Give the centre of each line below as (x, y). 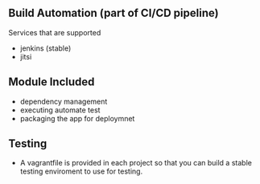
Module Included (52, 82)
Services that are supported (55, 32)
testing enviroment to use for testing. (81, 171)
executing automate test (60, 110)
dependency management (64, 101)
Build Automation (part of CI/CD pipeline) (113, 13)
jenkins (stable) (45, 48)
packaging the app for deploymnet (77, 118)
